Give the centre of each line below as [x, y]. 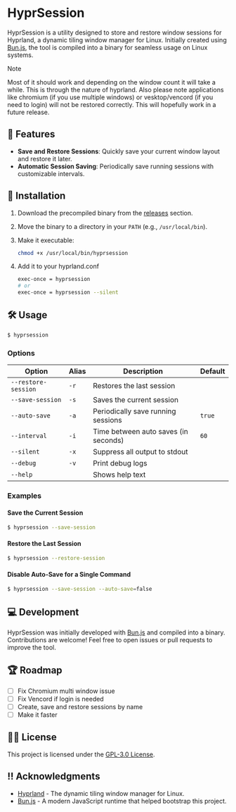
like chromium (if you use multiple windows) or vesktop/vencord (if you [110, 97]
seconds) [108, 440]
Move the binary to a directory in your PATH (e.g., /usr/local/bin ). [112, 226]
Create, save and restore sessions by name [80, 706]
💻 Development [43, 612]
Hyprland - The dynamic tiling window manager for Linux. [101, 793]
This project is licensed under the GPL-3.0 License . [81, 754]
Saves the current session [136, 400]
